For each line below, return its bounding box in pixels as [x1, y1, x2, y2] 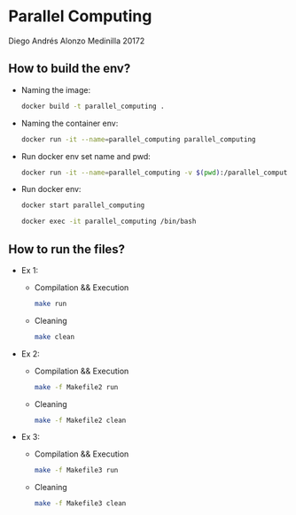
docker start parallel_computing [20, 201, 145, 210]
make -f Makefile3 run [34, 466, 119, 475]
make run [34, 299, 67, 308]
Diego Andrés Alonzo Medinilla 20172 [8, 35, 145, 46]
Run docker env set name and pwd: [20, 150, 152, 161]
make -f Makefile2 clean [34, 416, 127, 425]
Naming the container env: [20, 118, 119, 128]
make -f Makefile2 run [34, 382, 119, 391]
